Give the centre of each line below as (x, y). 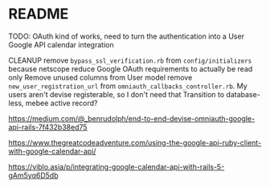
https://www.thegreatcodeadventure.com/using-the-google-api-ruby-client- (135, 142)
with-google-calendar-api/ (52, 151)
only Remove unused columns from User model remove (100, 77)
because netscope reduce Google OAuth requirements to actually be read (131, 68)
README (39, 14)
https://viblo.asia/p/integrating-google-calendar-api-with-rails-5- (117, 166)
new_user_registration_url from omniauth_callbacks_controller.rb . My (128, 86)
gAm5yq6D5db (33, 175)
